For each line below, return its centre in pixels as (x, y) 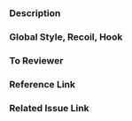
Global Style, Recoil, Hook (66, 36)
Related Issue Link (50, 108)
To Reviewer (36, 60)
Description (35, 13)
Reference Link (42, 84)
